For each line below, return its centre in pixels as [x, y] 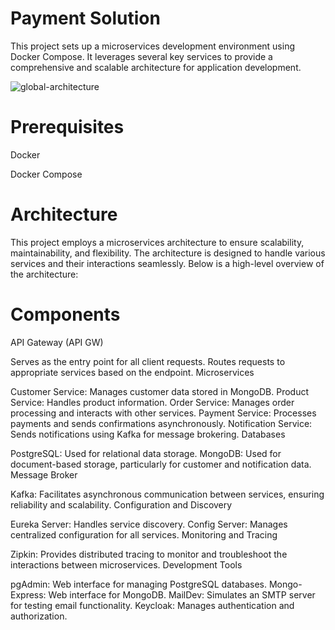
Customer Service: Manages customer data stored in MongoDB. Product [159, 391]
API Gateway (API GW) [57, 342]
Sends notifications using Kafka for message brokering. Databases [148, 434]
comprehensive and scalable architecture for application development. [156, 67]
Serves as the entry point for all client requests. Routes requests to [148, 361]
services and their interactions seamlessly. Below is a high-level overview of [167, 263]
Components [65, 314]
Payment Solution [85, 18]
